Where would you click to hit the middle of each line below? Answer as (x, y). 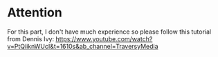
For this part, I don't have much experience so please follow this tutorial (109, 32)
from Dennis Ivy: (30, 38)
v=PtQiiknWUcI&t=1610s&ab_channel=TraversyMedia (83, 46)
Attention (35, 13)
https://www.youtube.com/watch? (104, 38)
